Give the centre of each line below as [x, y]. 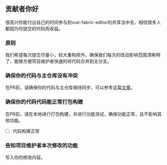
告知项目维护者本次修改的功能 [42, 145]
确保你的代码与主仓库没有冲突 [42, 76]
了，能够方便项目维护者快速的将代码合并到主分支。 [58, 61]
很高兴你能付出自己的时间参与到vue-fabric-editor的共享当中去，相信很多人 [83, 22]
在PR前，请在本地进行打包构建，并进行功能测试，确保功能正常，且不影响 [81, 114]
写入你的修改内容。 [25, 157]
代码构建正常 [26, 131]
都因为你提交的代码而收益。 [34, 28]
